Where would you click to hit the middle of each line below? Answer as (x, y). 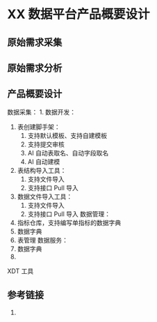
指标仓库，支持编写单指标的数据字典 (69, 222)
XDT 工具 (20, 271)
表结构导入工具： (42, 170)
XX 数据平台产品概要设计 (78, 14)
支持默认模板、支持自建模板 (67, 135)
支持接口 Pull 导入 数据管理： (69, 214)
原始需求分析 (35, 68)
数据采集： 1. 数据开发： (42, 112)
